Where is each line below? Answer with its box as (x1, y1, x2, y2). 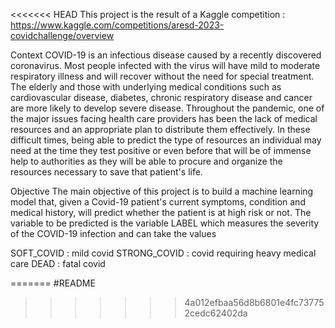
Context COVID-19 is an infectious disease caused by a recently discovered (10, 49, 322, 61)
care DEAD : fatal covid (10, 258, 106, 269)
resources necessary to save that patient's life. (10, 166, 203, 178)
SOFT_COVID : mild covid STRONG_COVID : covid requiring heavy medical (10, 247, 317, 259)
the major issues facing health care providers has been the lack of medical (10, 113, 318, 124)
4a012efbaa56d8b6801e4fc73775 (184, 297, 325, 308)
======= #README (10, 277, 96, 289)
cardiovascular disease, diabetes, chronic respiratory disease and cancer (10, 92, 313, 103)
